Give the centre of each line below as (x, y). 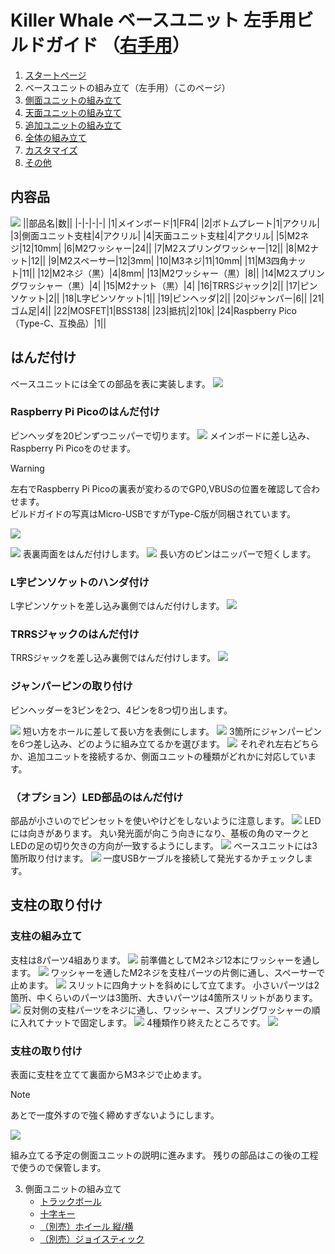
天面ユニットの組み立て (73, 112)
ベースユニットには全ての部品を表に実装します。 (110, 383)
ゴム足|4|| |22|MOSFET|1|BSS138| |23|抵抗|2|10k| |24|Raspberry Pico (153, 310)
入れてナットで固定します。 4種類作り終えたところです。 (142, 1022)
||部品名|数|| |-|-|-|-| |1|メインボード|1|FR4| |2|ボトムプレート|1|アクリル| (171, 223)
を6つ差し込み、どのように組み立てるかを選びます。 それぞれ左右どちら (165, 743)
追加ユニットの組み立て (73, 125)
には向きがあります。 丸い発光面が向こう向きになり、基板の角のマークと (160, 833)
